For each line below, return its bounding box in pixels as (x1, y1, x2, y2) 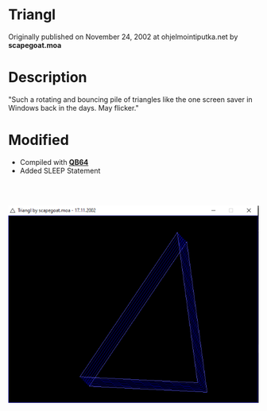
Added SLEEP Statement (19, 166, 101, 175)
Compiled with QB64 (19, 157, 89, 166)
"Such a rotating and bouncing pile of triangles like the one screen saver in (8, 94, 253, 104)
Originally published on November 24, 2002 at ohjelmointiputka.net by (8, 32, 238, 41)
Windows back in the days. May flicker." (8, 103, 139, 112)
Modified (8, 131, 69, 149)
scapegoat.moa (8, 40, 62, 49)
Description (8, 68, 87, 87)
